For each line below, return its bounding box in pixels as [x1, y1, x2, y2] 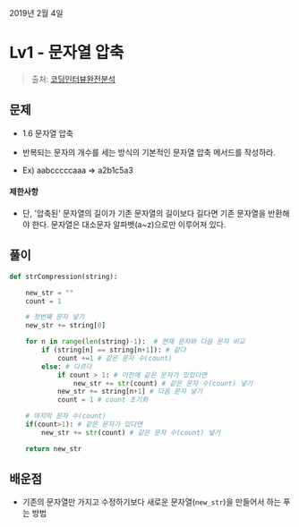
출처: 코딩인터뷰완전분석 [30, 73, 116, 84]
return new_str [25, 444, 82, 454]
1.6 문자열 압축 [21, 128, 74, 139]
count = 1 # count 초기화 [56, 395, 149, 404]
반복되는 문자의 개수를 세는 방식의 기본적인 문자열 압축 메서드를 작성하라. [21, 147, 276, 157]
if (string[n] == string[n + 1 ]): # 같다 [41, 345, 186, 355]
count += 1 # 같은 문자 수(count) [56, 353, 173, 362]
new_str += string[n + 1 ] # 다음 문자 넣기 [56, 387, 203, 396]
